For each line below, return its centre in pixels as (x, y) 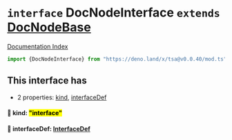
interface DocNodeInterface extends (114, 13)
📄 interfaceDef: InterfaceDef (49, 128)
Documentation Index (38, 46)
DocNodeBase (49, 27)
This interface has (47, 81)
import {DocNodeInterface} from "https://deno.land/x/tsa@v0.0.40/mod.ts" (117, 59)
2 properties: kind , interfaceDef (62, 97)
